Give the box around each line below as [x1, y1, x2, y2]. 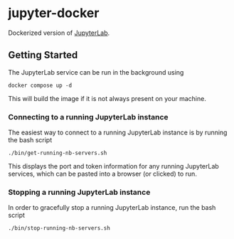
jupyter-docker [8, 5, 100, 21]
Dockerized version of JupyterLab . [8, 28, 110, 37]
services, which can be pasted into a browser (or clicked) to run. [8, 169, 198, 179]
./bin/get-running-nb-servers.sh [8, 149, 107, 157]
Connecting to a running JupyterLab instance [8, 112, 169, 122]
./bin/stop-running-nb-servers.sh [8, 225, 111, 232]
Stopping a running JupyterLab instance [8, 187, 151, 197]
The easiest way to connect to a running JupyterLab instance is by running [8, 128, 228, 137]
